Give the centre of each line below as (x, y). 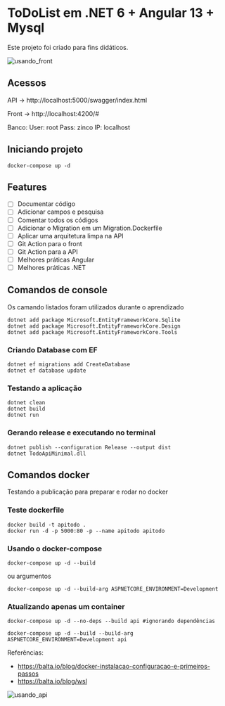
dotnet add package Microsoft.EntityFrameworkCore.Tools (92, 332)
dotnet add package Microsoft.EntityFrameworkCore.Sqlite (94, 320)
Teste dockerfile (36, 510)
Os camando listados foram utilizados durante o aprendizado (96, 307)
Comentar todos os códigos (58, 220)
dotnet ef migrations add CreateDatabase (69, 365)
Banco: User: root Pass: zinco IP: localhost (69, 127)
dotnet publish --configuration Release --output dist (89, 447)
